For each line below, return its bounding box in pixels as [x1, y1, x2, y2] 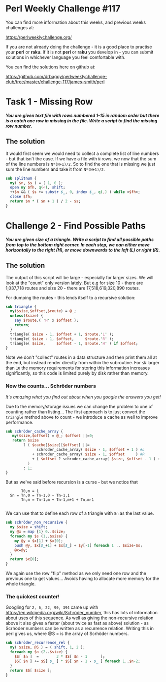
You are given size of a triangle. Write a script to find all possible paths [5, 236, 154, 243]
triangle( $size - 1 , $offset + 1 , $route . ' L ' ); [10, 332, 114, 337]
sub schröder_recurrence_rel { [5, 640, 70, 645]
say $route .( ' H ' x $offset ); [14, 318, 79, 323]
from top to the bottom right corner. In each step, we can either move [5, 242, 150, 247]
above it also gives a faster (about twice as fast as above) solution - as [5, 620, 149, 626]
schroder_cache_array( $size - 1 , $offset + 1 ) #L [36, 447, 145, 452]
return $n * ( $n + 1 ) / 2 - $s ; [10, 199, 81, 204]
